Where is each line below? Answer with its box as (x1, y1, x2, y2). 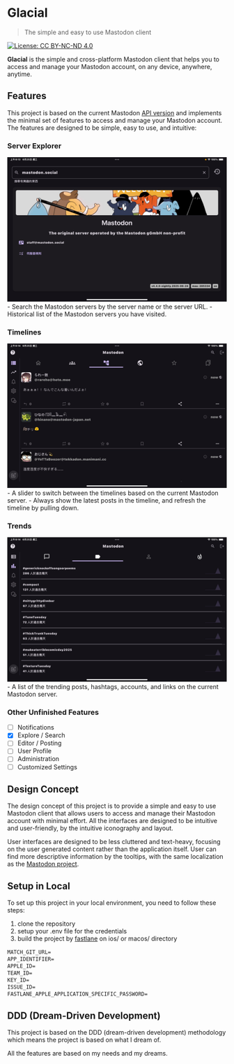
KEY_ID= (7, 977, 30, 984)
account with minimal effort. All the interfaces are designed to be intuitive (7, 817, 218, 825)
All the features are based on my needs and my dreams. (7, 1049, 169, 1057)
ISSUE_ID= (7, 984, 36, 991)
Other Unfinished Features (7, 707, 100, 717)
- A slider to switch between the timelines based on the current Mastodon (7, 489, 219, 497)
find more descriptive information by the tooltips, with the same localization (7, 852, 224, 861)
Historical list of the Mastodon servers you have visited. (7, 309, 167, 318)
